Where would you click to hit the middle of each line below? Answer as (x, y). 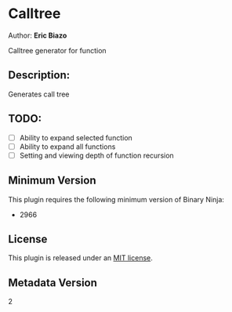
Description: (39, 75)
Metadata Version (53, 283)
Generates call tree (39, 94)
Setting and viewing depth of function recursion (96, 155)
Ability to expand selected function (76, 137)
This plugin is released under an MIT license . (80, 258)
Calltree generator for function (58, 50)
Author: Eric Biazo (38, 35)
